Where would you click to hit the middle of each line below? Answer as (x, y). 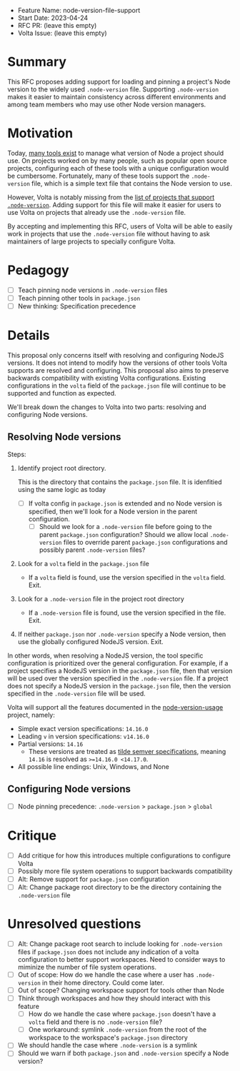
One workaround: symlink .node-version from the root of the (117, 1030)
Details (29, 336)
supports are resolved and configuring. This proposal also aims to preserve (118, 370)
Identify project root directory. (62, 468)
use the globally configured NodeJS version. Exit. (91, 641)
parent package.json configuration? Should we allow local (124, 534)
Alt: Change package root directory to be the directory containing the (120, 887)
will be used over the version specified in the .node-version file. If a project (118, 678)
